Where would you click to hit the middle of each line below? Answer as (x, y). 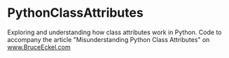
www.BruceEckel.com (39, 47)
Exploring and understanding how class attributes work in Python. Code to (114, 32)
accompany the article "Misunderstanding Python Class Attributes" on (109, 39)
